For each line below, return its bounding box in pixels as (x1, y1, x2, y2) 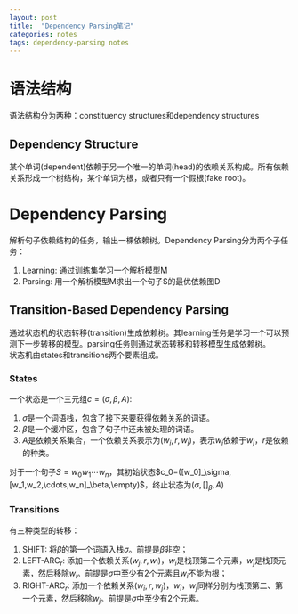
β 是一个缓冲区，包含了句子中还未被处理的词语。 (21, 424, 199, 435)
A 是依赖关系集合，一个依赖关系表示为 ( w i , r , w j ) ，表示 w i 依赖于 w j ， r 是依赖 (21, 435, 289, 447)
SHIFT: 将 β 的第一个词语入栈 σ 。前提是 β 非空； (21, 544, 189, 554)
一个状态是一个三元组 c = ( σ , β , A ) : (9, 394, 133, 405)
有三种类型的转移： (9, 525, 80, 536)
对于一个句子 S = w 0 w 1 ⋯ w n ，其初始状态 (9, 466, 157, 479)
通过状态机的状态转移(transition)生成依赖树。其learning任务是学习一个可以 (9, 327, 282, 338)
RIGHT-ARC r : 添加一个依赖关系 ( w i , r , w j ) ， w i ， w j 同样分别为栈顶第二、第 (21, 580, 284, 594)
